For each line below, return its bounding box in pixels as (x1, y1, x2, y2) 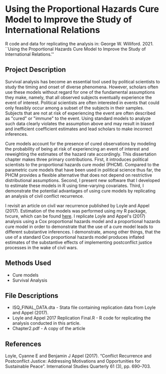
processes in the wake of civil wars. (5, 244, 78, 250)
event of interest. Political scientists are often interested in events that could (5, 100, 160, 106)
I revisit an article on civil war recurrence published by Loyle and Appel (5, 202, 150, 208)
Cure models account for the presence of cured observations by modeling (5, 141, 157, 147)
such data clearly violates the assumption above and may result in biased (5, 120, 155, 126)
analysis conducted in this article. (12, 320, 81, 326)
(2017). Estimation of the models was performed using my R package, (5, 208, 147, 214)
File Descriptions (5, 291, 58, 299)
